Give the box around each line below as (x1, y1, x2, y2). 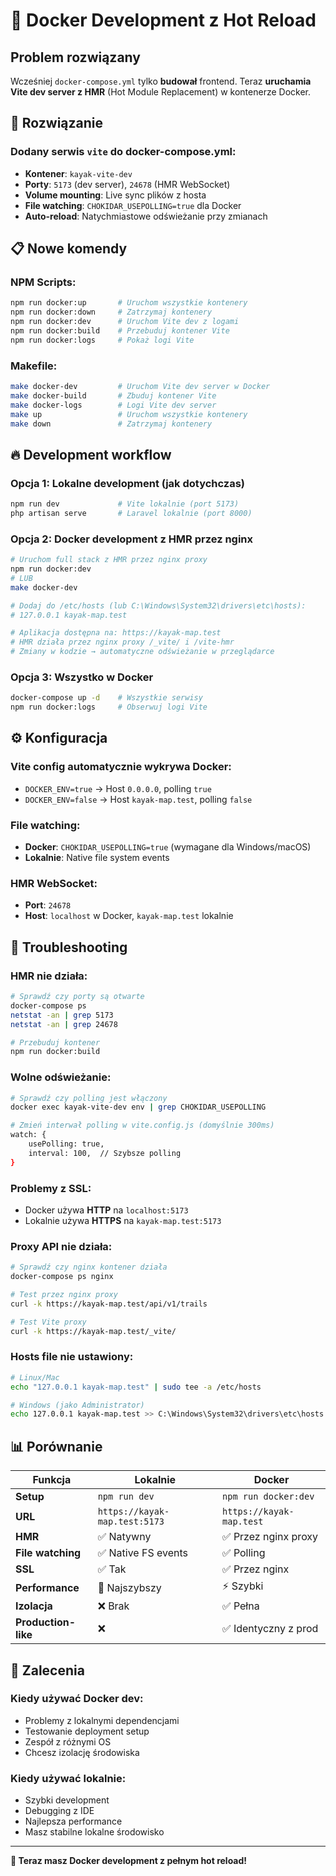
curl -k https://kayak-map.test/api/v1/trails (10, 1299, 208, 1309)
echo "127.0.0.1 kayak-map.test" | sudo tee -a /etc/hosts (10, 1382, 262, 1392)
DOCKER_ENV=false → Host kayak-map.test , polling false (24, 793, 253, 805)
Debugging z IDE (24, 1805, 95, 1817)
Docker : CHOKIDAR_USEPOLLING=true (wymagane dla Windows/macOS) (24, 841, 312, 853)
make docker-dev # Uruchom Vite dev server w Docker (10, 382, 271, 392)
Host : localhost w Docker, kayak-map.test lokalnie (24, 910, 234, 922)
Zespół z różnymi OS (24, 1735, 112, 1748)
